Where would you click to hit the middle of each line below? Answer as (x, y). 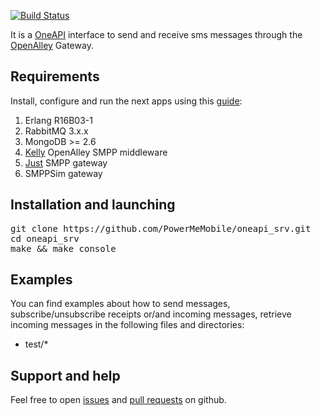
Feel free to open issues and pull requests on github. (118, 400)
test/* (36, 344)
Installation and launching (93, 205)
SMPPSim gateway (63, 173)
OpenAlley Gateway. (52, 45)
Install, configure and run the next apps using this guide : (126, 101)
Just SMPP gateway (66, 162)
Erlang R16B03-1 (58, 120)
